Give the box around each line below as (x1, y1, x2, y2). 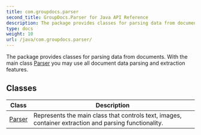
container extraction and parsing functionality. (33, 118, 163, 127)
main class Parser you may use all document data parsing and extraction (6, 59, 185, 67)
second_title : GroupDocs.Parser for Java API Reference (6, 14, 148, 20)
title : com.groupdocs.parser (6, 8, 79, 15)
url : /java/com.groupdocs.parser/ (6, 37, 93, 43)
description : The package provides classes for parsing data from (6, 20, 175, 26)
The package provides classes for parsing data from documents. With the (6, 53, 188, 60)
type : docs (6, 25, 33, 32)
